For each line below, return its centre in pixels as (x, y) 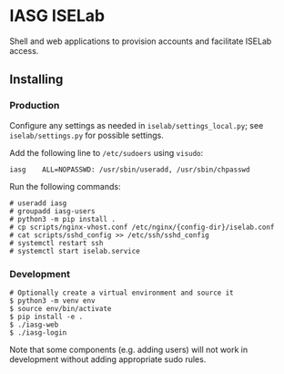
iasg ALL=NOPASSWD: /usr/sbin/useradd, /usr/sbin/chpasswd (130, 170)
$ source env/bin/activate (61, 308)
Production (35, 106)
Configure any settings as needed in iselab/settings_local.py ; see (137, 125)
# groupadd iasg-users (52, 211)
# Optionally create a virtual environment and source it (122, 293)
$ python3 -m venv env (52, 301)
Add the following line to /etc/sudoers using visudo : (106, 152)
